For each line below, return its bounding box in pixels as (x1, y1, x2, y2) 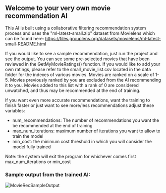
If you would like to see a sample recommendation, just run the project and (5, 50, 158, 56)
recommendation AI (5, 12, 68, 20)
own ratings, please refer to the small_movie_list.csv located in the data (5, 66, 151, 72)
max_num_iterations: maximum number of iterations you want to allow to (12, 128, 161, 134)
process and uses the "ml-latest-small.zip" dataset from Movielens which (5, 30, 155, 36)
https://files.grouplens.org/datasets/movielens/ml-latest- (45, 35, 161, 41)
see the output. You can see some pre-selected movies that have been (5, 56, 150, 62)
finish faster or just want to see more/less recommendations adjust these (5, 102, 155, 108)
